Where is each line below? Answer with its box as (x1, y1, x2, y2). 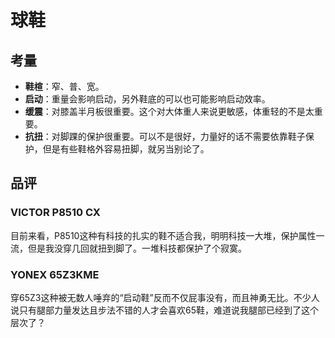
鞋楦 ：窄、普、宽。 (24, 81, 105, 92)
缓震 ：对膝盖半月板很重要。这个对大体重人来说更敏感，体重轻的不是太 (24, 106, 315, 117)
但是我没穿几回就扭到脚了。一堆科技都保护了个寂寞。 (27, 242, 247, 254)
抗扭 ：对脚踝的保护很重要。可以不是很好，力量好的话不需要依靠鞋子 (24, 131, 306, 142)
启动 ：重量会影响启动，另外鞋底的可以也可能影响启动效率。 (24, 93, 271, 105)
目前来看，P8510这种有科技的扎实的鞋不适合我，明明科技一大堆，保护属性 (10, 229, 317, 241)
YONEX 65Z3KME (10, 267, 100, 281)
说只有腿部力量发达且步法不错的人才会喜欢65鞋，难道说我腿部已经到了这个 (10, 304, 319, 316)
